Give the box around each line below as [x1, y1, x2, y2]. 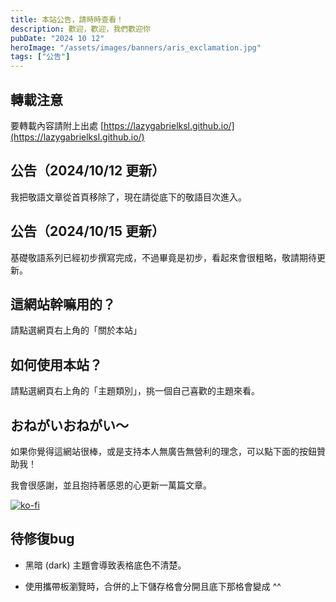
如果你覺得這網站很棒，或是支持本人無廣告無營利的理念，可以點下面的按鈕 [10, 446, 317, 457]
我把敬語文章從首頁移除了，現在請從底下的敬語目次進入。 [10, 191, 247, 203]
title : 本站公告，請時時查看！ [10, 14, 124, 25]
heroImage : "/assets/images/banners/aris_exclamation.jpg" [10, 42, 262, 53]
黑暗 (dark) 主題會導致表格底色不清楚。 [24, 559, 187, 571]
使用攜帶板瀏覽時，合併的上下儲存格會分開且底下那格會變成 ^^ [24, 580, 282, 592]
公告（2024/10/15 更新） [10, 223, 166, 240]
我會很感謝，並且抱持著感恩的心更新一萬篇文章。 [10, 479, 212, 491]
